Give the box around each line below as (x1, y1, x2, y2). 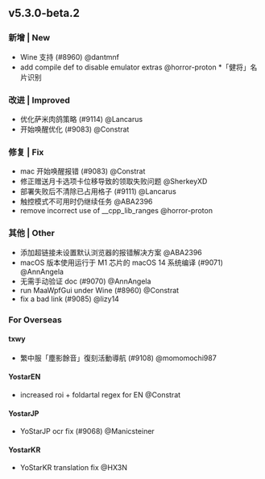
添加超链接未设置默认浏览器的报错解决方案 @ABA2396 (19, 247, 203, 257)
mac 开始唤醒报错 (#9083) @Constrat (19, 166, 146, 176)
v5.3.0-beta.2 (8, 6, 81, 20)
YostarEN (8, 372, 41, 382)
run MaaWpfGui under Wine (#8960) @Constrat (19, 285, 180, 295)
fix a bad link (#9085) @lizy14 (19, 294, 119, 304)
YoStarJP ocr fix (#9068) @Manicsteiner (19, 426, 155, 436)
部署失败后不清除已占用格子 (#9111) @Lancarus (19, 187, 177, 196)
